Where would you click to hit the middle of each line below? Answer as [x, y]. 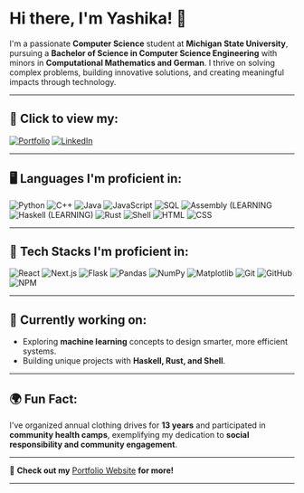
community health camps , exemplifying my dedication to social [129, 435]
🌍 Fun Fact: [44, 398]
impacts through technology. [63, 81]
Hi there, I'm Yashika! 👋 [98, 19]
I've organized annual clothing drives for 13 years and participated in [138, 425]
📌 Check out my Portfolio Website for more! [91, 470]
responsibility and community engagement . [94, 444]
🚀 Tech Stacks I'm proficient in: [99, 251]
